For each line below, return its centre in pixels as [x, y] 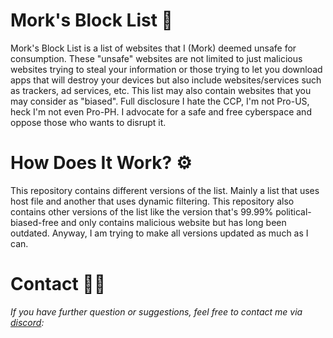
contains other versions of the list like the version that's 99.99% [142, 211]
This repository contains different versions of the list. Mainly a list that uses [165, 190]
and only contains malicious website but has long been [173, 222]
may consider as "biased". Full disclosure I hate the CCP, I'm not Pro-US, [160, 101]
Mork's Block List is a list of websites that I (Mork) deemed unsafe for [153, 48]
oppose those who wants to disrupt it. [88, 122]
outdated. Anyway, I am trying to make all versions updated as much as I [159, 233]
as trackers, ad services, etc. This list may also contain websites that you [161, 90]
